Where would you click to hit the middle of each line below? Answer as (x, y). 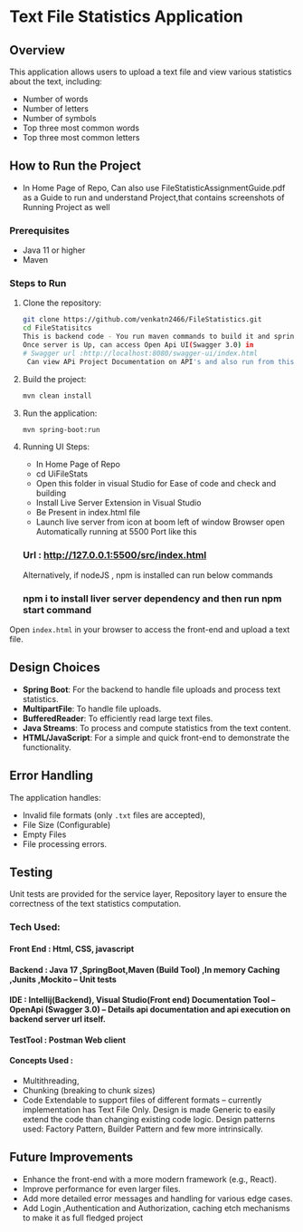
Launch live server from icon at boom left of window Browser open (160, 522)
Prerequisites (39, 230)
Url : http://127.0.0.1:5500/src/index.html (114, 555)
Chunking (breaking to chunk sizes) (89, 1090)
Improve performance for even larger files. (101, 1189)
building (51, 493)
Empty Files (44, 834)
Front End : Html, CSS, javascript (72, 948)
